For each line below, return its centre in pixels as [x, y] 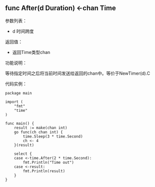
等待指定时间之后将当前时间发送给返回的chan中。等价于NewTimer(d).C [78, 73]
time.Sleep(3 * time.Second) [53, 136]
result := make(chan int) [41, 128]
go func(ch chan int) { [39, 132]
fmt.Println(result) [44, 171]
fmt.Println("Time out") [49, 162]
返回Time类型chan [31, 52]
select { [23, 154]
